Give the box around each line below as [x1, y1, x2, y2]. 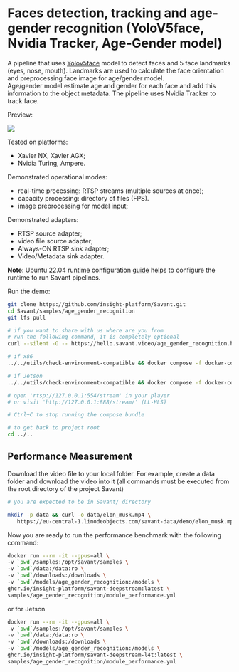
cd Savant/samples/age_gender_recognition [7, 308, 135, 315]
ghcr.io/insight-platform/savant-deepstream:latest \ [7, 585, 171, 592]
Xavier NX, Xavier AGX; [17, 151, 86, 159]
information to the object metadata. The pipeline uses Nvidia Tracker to [7, 89, 216, 98]
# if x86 [7, 353, 33, 360]
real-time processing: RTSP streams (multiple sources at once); [17, 187, 204, 195]
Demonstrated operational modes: [7, 172, 108, 181]
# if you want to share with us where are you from [7, 327, 164, 334]
